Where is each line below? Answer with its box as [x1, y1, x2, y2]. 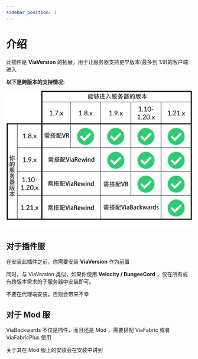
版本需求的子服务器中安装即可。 [16, 278, 95, 285]
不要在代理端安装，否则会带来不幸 [6, 290, 89, 298]
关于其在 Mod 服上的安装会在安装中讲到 [6, 347, 103, 354]
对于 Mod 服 [6, 309, 50, 319]
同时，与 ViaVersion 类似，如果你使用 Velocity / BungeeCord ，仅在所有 [6, 271, 183, 278]
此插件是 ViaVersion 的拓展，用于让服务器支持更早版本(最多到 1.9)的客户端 [6, 58, 189, 65]
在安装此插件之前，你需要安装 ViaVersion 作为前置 [6, 258, 130, 266]
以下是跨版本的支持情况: [6, 78, 65, 85]
